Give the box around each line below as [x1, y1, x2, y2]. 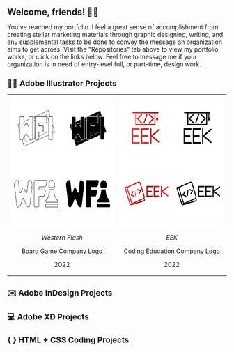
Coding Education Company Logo [123, 247, 221, 255]
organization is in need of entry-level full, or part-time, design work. [7, 60, 202, 68]
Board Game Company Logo [21, 247, 103, 255]
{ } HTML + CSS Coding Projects [7, 335, 130, 345]
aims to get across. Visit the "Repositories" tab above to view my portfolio [7, 45, 219, 53]
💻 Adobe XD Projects [7, 312, 89, 321]
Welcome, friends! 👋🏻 [7, 6, 99, 17]
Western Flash [41, 233, 84, 241]
